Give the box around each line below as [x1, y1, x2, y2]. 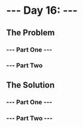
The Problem [6, 28, 55, 38]
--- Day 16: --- [6, 4, 78, 17]
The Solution [6, 80, 55, 90]
